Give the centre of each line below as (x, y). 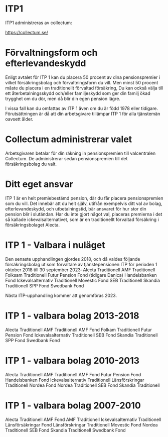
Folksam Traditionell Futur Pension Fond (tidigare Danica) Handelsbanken (81, 275)
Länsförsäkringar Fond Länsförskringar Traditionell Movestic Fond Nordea (81, 424)
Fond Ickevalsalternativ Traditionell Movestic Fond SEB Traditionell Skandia (83, 280)
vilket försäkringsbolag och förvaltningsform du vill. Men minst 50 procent (82, 82)
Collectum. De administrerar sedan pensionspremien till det (66, 158)
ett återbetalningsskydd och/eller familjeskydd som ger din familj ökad (78, 93)
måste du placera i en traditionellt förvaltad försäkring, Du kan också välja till (84, 88)
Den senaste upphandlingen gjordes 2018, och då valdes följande (73, 259)
